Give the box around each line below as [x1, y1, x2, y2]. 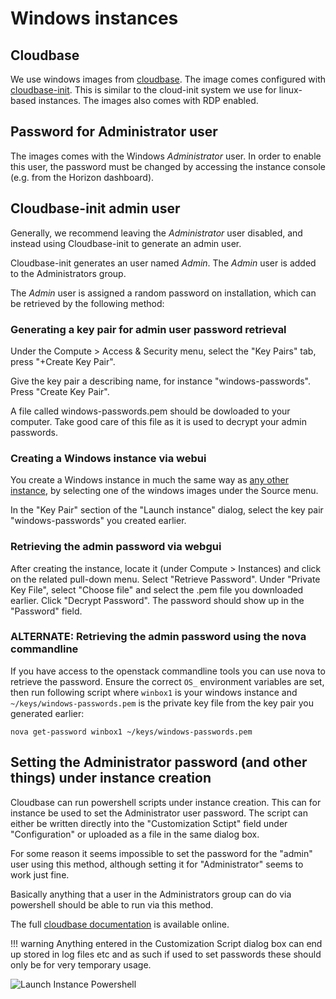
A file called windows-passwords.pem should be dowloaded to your [10, 405, 291, 417]
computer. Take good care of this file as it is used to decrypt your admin [10, 415, 307, 427]
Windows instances [10, 7, 179, 30]
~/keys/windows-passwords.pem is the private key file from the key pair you [10, 697, 315, 709]
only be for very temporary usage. [10, 958, 152, 971]
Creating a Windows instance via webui [10, 451, 207, 465]
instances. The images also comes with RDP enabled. [38, 95, 259, 106]
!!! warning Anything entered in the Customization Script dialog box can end [10, 937, 323, 949]
